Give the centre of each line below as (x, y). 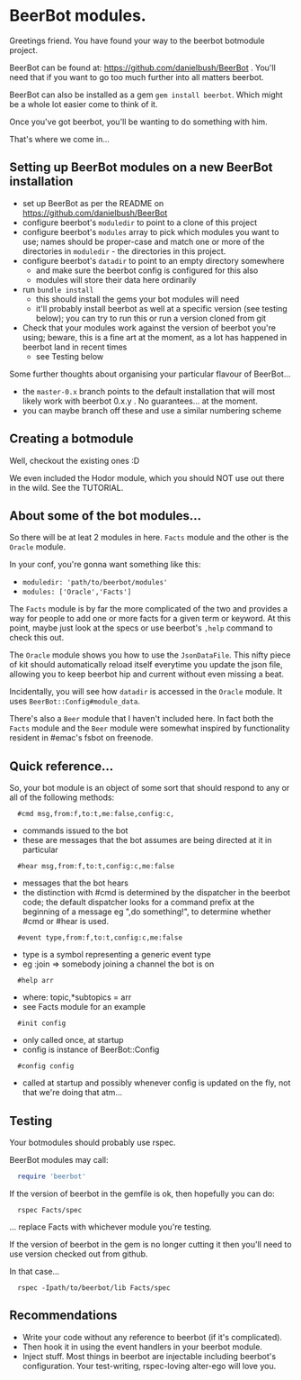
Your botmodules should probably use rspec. (93, 1142)
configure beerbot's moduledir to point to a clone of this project (140, 222)
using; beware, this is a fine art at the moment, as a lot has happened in (155, 337)
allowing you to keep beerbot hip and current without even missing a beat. (147, 674)
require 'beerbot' (52, 1176)
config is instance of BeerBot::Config (91, 1049)
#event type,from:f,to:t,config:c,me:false (100, 938)
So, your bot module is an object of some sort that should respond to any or (150, 788)
